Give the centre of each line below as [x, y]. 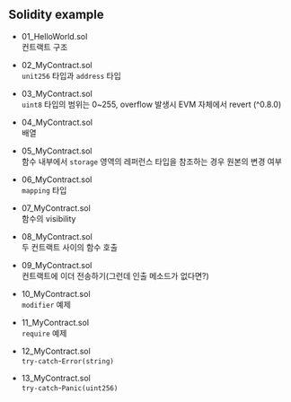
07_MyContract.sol [56, 208]
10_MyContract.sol [56, 293]
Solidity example [56, 15]
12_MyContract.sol [56, 351]
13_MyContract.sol [56, 378]
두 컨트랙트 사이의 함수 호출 [70, 247]
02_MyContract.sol [57, 65]
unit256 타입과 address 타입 [71, 75]
